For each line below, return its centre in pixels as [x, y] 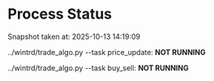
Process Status [60, 14]
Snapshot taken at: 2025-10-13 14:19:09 [74, 36]
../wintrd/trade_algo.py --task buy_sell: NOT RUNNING [98, 68]
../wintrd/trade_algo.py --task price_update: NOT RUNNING [107, 52]
